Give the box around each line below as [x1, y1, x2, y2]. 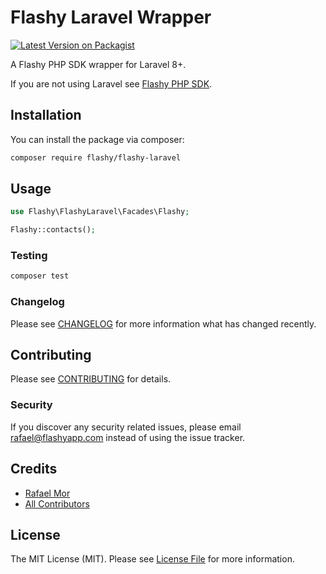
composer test [10, 271, 70, 281]
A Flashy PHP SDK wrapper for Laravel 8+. [10, 58, 187, 70]
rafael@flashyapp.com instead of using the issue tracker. [10, 431, 246, 443]
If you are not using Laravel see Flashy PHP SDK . [10, 77, 213, 90]
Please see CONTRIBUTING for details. [10, 373, 172, 385]
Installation [10, 107, 82, 124]
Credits [10, 461, 58, 478]
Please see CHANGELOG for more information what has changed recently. [10, 317, 317, 330]
